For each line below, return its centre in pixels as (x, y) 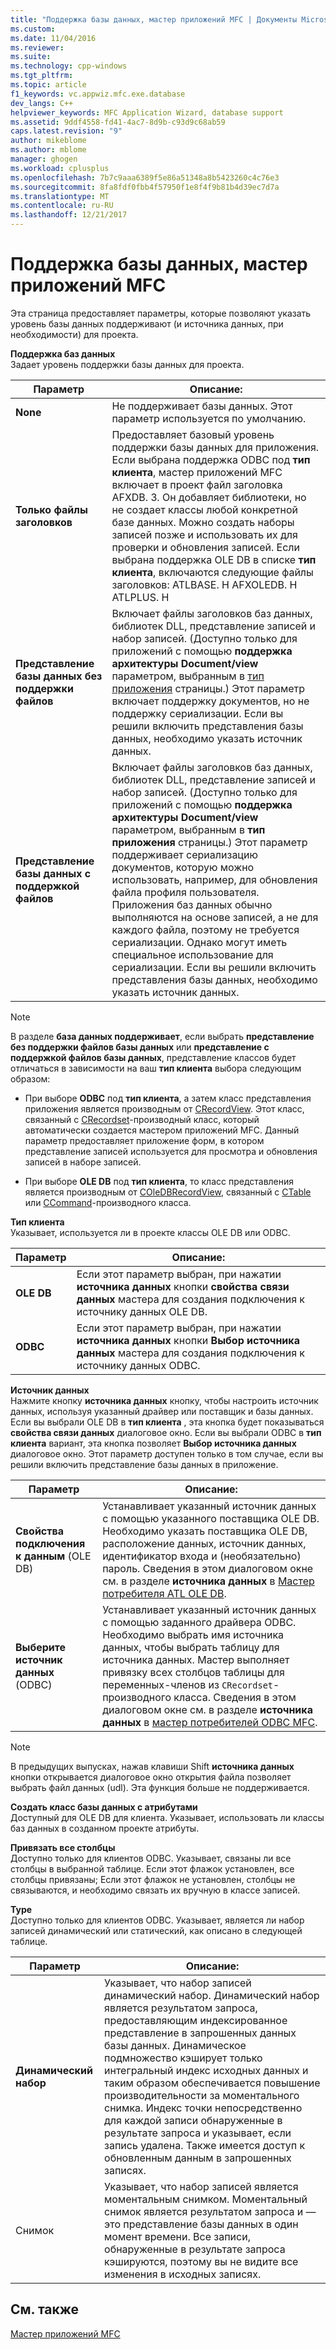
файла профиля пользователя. (185, 892)
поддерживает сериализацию (184, 854)
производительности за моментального (202, 2095)
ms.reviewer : (37, 47)
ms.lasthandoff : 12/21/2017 (69, 215)
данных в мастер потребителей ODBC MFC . (210, 1722)
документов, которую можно (183, 867)
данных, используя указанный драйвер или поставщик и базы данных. (162, 1411)
